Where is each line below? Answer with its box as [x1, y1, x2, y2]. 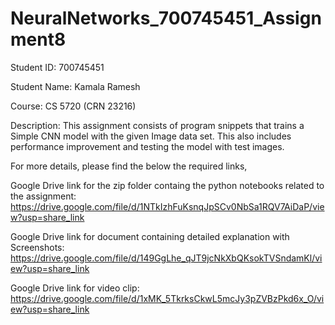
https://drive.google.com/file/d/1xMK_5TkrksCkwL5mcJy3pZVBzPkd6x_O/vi [10, 292, 325, 304]
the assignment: [10, 190, 77, 202]
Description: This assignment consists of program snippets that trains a [10, 119, 305, 131]
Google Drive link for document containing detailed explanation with [10, 230, 290, 242]
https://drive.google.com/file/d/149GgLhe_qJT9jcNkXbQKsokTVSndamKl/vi [10, 252, 323, 264]
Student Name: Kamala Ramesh [10, 80, 141, 92]
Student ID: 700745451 [10, 61, 105, 73]
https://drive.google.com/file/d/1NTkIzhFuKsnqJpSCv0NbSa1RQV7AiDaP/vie [10, 200, 325, 212]
